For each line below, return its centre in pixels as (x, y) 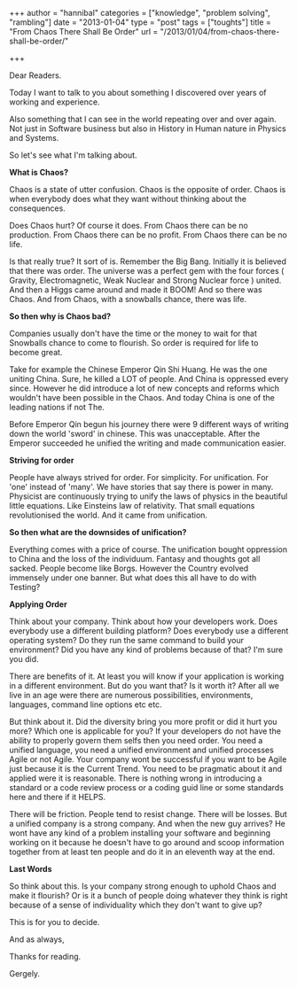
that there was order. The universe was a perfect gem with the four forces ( (147, 271)
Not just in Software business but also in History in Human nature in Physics (148, 128)
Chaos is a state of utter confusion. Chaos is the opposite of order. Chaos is (148, 189)
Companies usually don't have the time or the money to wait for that (133, 333)
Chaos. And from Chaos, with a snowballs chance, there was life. (128, 299)
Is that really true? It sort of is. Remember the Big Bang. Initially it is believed (148, 261)
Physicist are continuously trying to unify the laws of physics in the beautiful (148, 496)
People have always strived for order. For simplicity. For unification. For (139, 477)
